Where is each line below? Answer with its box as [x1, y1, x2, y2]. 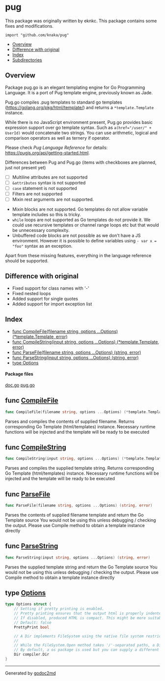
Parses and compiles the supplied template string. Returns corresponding [5, 465, 154, 471]
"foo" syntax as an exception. [12, 243, 73, 249]
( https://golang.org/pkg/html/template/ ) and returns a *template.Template [5, 104, 154, 110]
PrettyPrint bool [14, 625, 50, 630]
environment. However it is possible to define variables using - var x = [12, 238, 157, 244]
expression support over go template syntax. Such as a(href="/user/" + [5, 124, 152, 130]
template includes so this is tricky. [12, 212, 81, 218]
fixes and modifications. [5, 23, 54, 29]
